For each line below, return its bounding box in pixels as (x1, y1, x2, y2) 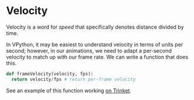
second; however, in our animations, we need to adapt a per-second (6, 47, 172, 54)
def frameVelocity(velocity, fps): (6, 71, 94, 77)
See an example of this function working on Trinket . (6, 87, 131, 94)
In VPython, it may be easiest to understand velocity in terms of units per (6, 41, 183, 48)
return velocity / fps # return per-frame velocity (11, 76, 136, 82)
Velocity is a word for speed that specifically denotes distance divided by (6, 23, 184, 30)
